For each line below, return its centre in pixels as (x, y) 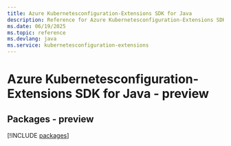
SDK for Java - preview (142, 94)
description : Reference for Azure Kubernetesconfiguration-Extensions (110, 20)
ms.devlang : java (32, 39)
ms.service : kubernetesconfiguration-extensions (78, 45)
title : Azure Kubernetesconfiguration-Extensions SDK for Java (100, 13)
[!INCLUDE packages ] (38, 135)
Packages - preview (51, 119)
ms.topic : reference (37, 33)
